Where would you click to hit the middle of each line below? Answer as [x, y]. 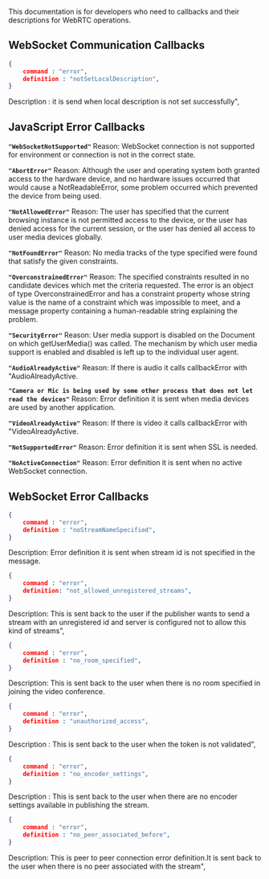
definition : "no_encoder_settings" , [86, 774]
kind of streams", [37, 631]
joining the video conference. [57, 692]
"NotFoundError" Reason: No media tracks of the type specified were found [133, 253]
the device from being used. [55, 196]
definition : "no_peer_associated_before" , [97, 835]
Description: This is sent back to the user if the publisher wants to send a [129, 613]
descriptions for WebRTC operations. [69, 20]
